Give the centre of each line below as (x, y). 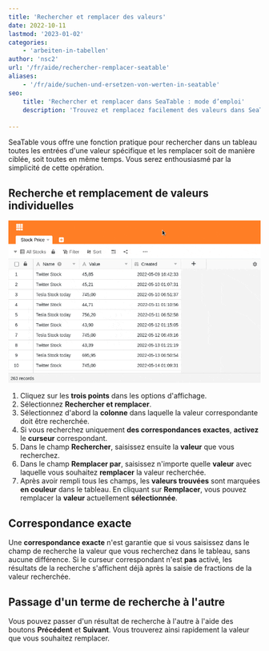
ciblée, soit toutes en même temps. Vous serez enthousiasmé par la (120, 160)
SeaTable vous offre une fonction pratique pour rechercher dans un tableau (133, 142)
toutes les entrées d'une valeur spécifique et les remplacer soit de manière (132, 151)
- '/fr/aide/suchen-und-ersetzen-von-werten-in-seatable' (121, 84)
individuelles (41, 206)
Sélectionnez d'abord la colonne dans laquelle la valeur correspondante (139, 413)
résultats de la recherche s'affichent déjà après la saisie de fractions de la (130, 568)
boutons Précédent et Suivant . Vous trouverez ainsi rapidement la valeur (129, 629)
